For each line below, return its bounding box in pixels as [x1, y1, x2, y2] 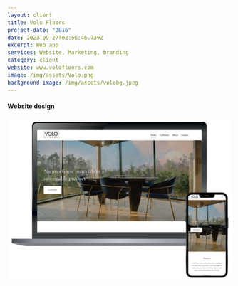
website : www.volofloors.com [7, 64, 94, 71]
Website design [7, 102, 55, 110]
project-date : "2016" [7, 26, 72, 33]
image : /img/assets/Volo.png [7, 71, 94, 78]
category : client [7, 57, 59, 64]
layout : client [7, 11, 53, 18]
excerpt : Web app [7, 41, 59, 49]
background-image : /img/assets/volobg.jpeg [7, 79, 139, 86]
